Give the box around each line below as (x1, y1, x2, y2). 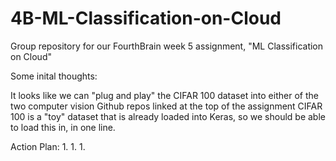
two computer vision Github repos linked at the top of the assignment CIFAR (10, 100, 323, 112)
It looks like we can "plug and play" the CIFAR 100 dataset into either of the (10, 89, 319, 101)
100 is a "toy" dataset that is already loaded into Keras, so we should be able (10, 110, 326, 122)
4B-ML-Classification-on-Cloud (10, 7, 282, 30)
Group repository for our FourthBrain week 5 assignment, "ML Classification (10, 40, 324, 52)
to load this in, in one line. (10, 121, 116, 133)
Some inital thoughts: (10, 70, 98, 82)
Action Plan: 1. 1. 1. (10, 140, 86, 152)
